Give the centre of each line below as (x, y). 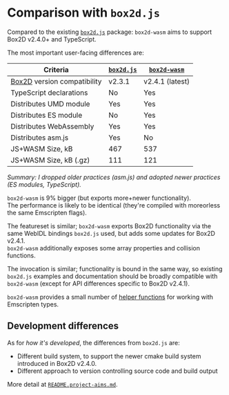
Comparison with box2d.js (84, 13)
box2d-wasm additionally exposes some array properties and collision (103, 248)
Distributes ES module (47, 115)
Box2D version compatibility (56, 81)
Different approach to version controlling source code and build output (118, 371)
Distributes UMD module (50, 104)
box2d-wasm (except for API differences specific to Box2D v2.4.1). (98, 283)
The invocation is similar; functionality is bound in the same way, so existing (115, 268)
